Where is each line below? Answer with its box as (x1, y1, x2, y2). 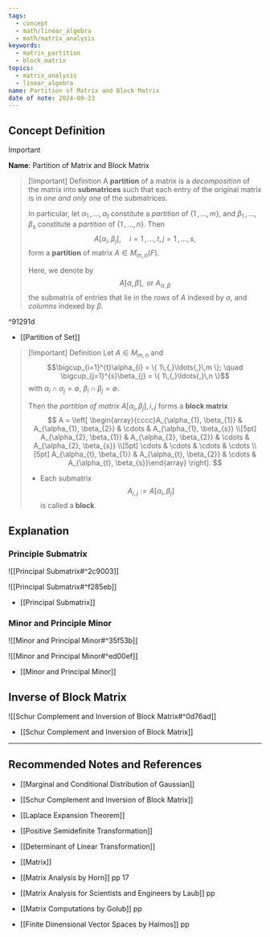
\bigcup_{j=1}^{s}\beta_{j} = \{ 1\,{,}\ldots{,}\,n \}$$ (59, 370, 230, 380)
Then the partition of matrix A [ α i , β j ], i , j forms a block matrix (27, 401, 228, 412)
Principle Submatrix (8, 548, 88, 559)
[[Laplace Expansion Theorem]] (19, 810, 125, 820)
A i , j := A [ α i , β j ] (127, 486, 175, 498)
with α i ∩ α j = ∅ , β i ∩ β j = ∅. (27, 383, 120, 395)
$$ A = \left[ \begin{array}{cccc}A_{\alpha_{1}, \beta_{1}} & (47, 415, 243, 425)
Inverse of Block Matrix (8, 690, 127, 704)
